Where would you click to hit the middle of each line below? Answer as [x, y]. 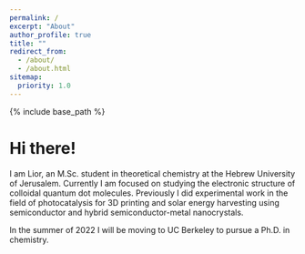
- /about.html [44, 69]
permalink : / [34, 18]
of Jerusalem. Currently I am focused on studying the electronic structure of [152, 183]
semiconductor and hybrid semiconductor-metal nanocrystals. [127, 212]
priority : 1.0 [44, 86]
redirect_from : [38, 52]
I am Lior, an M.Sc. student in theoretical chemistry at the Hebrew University [152, 173]
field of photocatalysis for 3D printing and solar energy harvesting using [145, 202]
